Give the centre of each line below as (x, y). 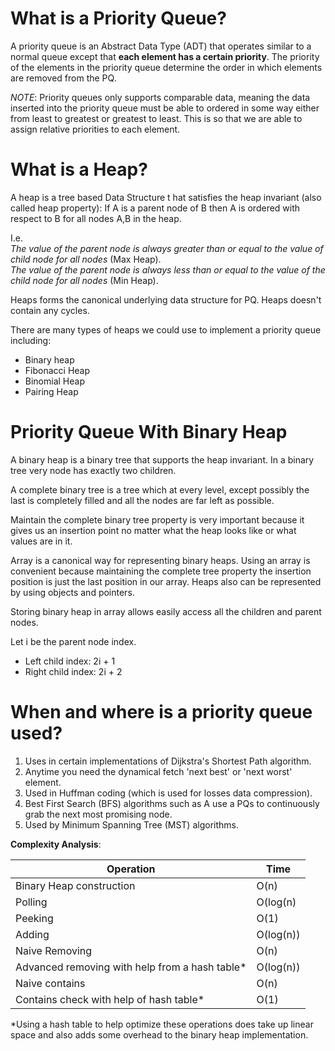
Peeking (34, 918)
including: (31, 340)
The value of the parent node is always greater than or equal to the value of (167, 248)
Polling (31, 902)
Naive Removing (54, 950)
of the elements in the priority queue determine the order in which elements (166, 67)
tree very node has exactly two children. (93, 470)
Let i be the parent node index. (73, 641)
